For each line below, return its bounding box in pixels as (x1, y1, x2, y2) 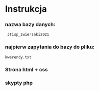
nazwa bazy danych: (5, 21, 55, 28)
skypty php (5, 79, 33, 86)
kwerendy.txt (5, 55, 32, 60)
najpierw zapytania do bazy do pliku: (5, 43, 95, 50)
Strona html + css (5, 66, 48, 73)
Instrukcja (5, 3, 47, 15)
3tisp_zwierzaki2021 (7, 32, 49, 37)
